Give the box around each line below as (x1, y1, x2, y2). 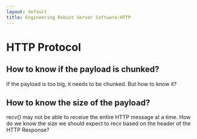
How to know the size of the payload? (6, 97, 150, 108)
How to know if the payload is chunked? (6, 64, 160, 75)
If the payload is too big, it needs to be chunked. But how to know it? (6, 80, 177, 87)
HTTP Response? (6, 126, 50, 134)
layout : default (6, 8, 47, 15)
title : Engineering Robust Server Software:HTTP (6, 14, 131, 20)
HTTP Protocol (6, 40, 82, 54)
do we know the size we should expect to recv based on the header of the (6, 120, 191, 127)
